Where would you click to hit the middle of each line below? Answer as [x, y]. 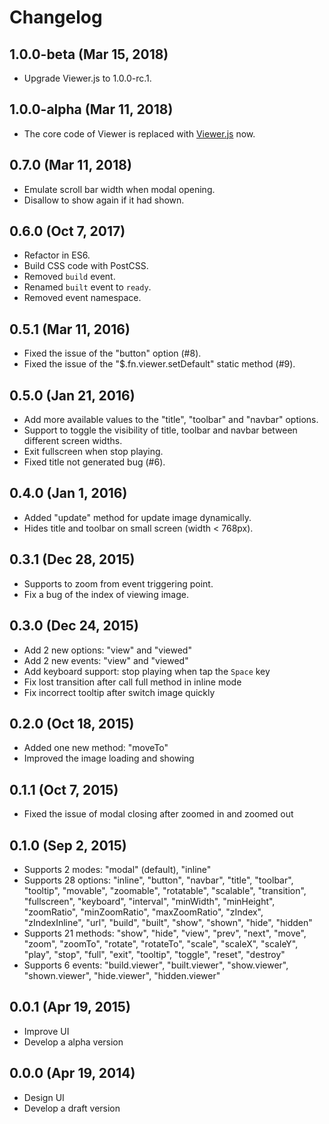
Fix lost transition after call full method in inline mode [132, 682]
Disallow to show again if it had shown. [104, 200]
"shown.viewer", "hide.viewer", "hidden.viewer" [122, 975]
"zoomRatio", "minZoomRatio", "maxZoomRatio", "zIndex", [143, 912]
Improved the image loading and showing [109, 758]
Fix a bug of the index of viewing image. [106, 594]
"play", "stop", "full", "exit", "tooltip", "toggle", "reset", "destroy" [154, 954]
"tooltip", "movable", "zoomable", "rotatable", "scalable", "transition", [165, 890]
